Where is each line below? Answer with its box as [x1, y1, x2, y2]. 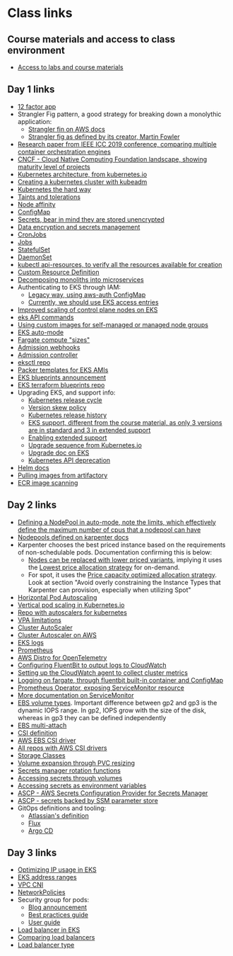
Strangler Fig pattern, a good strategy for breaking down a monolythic [17, 110, 222, 118]
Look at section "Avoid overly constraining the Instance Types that [28, 578, 221, 586]
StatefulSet [17, 245, 51, 254]
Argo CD [28, 826, 54, 835]
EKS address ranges [17, 873, 77, 882]
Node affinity [17, 200, 56, 208]
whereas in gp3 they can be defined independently [17, 713, 167, 722]
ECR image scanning [17, 478, 78, 486]
